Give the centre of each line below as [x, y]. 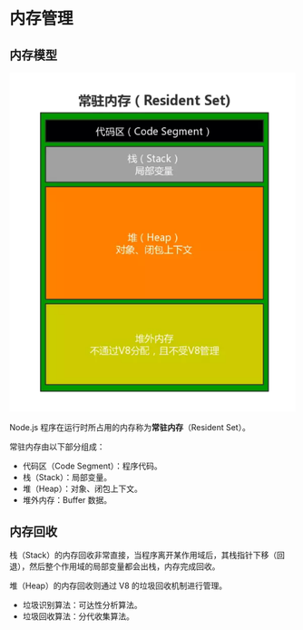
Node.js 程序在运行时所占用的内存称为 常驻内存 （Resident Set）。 [130, 428]
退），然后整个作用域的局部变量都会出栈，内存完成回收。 [115, 566]
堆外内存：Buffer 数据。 [67, 500]
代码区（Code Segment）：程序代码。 [93, 466]
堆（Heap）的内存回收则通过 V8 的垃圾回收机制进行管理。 [118, 586]
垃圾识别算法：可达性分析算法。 [82, 605]
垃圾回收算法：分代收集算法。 [78, 616]
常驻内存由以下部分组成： [57, 447]
